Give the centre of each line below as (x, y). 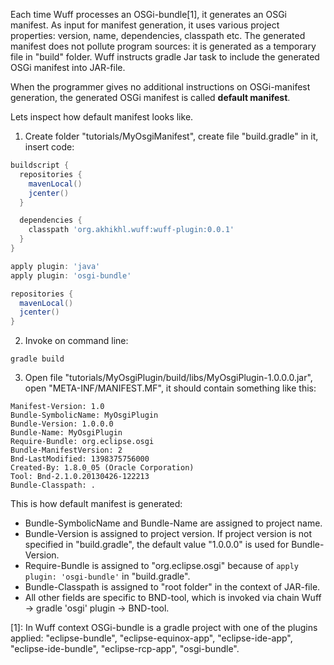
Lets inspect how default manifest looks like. (102, 117)
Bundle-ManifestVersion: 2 (66, 450)
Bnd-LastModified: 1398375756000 (80, 459)
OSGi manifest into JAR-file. (68, 67)
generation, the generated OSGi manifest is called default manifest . (150, 97)
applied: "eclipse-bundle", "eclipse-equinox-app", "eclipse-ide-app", (151, 638)
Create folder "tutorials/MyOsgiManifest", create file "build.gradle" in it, (171, 136)
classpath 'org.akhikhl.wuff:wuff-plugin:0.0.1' (131, 230)
